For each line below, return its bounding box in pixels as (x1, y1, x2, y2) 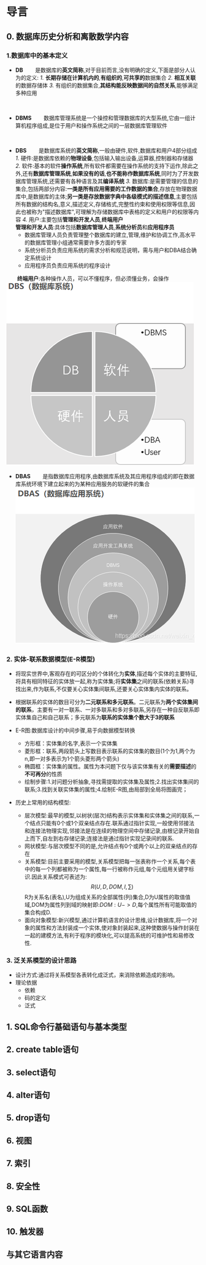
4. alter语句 (6, 1090, 50, 1101)
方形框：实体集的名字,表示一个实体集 (24, 740, 118, 747)
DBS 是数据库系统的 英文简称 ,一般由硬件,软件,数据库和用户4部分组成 (15, 147, 197, 154)
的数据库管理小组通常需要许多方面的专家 (24, 239, 127, 246)
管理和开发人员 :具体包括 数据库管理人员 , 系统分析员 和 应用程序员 (15, 223, 175, 231)
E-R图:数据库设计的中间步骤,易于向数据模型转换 (15, 727, 135, 734)
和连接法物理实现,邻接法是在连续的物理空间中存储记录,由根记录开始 (24, 827, 194, 835)
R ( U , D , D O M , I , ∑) (91, 883, 134, 890)
